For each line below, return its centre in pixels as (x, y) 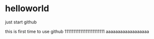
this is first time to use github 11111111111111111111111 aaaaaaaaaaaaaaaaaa (77, 31)
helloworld (27, 9)
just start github (21, 22)
